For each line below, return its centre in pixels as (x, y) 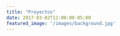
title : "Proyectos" (31, 12)
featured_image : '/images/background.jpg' (61, 23)
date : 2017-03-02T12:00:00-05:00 (49, 18)
